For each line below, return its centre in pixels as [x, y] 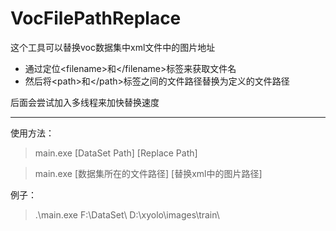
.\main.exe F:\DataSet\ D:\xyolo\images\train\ [127, 214]
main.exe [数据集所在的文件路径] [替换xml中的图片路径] [148, 173]
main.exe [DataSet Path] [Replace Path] [116, 153]
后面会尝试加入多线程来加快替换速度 [85, 102]
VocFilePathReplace [96, 18]
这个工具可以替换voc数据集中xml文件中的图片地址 [113, 47]
